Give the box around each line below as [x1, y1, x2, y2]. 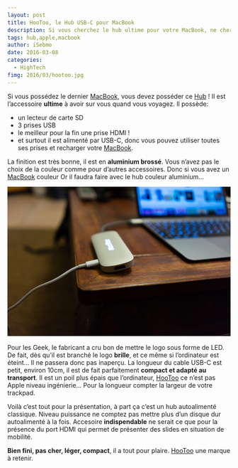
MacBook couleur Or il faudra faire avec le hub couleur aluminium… [7, 172, 204, 181]
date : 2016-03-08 [7, 49, 59, 56]
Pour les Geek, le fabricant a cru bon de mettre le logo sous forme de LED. [7, 343, 225, 351]
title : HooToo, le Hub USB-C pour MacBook [7, 18, 135, 26]
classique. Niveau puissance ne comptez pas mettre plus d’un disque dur [7, 410, 222, 418]
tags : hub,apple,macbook [7, 34, 81, 41]
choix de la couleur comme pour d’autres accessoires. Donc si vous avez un [7, 164, 229, 174]
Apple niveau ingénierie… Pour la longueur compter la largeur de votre [7, 381, 212, 389]
